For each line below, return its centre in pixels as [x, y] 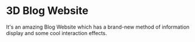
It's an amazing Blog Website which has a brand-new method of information [98, 27]
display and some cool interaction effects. [57, 33]
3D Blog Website [47, 11]
